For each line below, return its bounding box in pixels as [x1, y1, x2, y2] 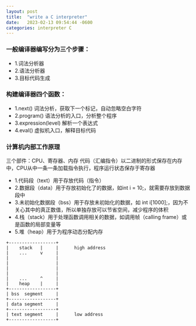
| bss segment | [6, 291, 59, 297]
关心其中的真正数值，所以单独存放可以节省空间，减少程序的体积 [14, 206, 169, 214]
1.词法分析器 [14, 60, 44, 67]
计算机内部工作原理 [6, 143, 60, 151]
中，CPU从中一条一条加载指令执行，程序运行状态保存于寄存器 [6, 164, 156, 171]
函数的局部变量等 [19, 221, 61, 228]
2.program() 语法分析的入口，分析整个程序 [14, 112, 117, 119]
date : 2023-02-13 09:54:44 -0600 [6, 19, 93, 25]
